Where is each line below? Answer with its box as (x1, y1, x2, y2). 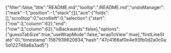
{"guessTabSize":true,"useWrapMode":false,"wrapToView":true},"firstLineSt (5, 32, 165, 37)
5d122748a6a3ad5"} (5, 42, 49, 48)
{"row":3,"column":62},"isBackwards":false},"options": (5, 26, 120, 32)
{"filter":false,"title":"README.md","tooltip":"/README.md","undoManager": (5, 5, 165, 10)
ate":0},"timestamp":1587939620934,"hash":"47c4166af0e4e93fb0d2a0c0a (5, 37, 166, 43)
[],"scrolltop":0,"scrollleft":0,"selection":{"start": (5, 15, 106, 21)
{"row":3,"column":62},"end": (5, 20, 68, 26)
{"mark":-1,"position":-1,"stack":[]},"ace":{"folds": (5, 10, 110, 16)
